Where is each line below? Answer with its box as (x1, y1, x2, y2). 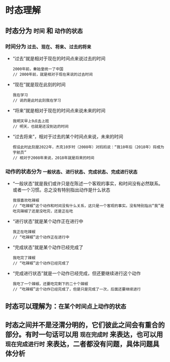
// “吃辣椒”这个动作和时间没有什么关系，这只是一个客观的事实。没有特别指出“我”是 (12, 204, 164, 209)
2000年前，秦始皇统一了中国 (12, 67, 64, 72)
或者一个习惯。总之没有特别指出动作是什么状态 (12, 187, 110, 193)
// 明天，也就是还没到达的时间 (12, 124, 69, 129)
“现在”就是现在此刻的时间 (12, 81, 66, 87)
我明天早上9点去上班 (12, 118, 49, 123)
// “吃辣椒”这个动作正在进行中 (12, 235, 70, 240)
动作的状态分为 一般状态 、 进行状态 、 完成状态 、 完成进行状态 (5, 168, 138, 175)
